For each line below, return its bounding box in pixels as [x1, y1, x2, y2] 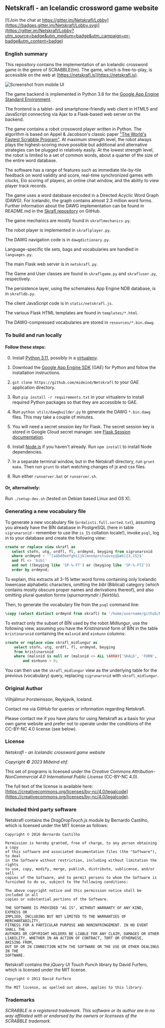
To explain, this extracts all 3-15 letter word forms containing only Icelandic [5, 576, 157, 582]
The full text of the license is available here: [5, 783, 93, 789]
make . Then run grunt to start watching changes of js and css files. [12, 464, 146, 470]
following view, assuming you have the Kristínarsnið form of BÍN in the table [5, 625, 158, 631]
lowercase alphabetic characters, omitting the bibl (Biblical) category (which [5, 581, 160, 587]
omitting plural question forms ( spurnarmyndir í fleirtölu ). [5, 592, 120, 598]
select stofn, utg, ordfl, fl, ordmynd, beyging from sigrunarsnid [11, 549, 153, 554]
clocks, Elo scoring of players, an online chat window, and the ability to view [5, 178, 159, 184]
